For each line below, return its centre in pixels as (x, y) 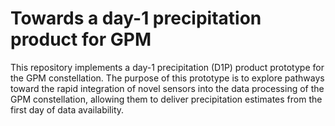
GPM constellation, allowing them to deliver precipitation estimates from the (166, 99)
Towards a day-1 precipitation (136, 18)
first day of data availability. (67, 109)
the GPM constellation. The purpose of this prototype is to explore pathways (167, 78)
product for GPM (81, 39)
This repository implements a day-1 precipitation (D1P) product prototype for (167, 67)
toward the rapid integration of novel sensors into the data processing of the (167, 88)
